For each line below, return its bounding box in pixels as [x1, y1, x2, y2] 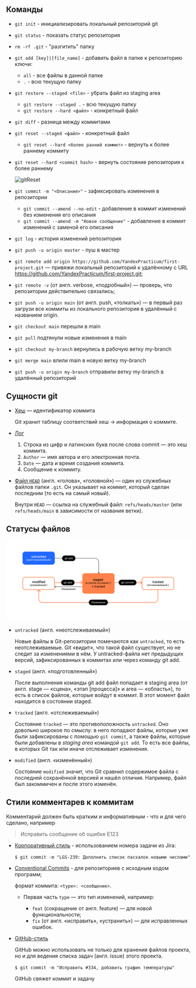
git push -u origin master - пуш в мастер [14, 246, 120, 253]
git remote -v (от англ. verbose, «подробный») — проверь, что [14, 281, 173, 289]
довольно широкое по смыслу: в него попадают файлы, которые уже [14, 726, 188, 733]
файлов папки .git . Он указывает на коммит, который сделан [14, 483, 170, 490]
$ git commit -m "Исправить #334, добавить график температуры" [14, 965, 175, 970]
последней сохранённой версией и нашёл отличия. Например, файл [14, 774, 187, 781]
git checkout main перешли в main [14, 323, 101, 330]
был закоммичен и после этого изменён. [14, 780, 118, 787]
